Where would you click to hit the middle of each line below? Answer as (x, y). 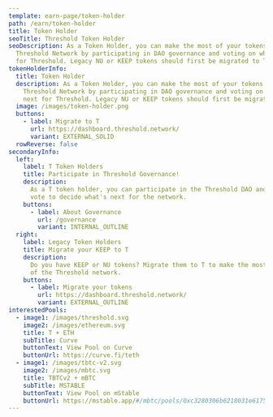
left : (25, 159)
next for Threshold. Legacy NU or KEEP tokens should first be (132, 99)
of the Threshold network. (76, 273)
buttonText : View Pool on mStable (81, 393)
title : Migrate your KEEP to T (76, 250)
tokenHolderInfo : (38, 69)
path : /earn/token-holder (52, 24)
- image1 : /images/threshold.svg (72, 317)
